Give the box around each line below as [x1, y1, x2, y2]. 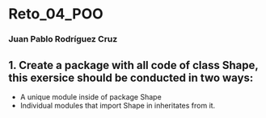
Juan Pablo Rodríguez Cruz [8, 34, 118, 45]
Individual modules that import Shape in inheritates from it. [19, 100, 216, 110]
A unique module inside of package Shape [19, 92, 162, 101]
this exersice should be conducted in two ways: [8, 71, 254, 84]
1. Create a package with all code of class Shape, [8, 58, 259, 72]
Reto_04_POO [8, 5, 103, 23]
